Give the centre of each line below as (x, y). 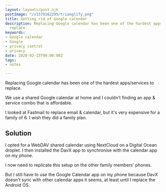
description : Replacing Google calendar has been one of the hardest (78, 23)
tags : (11, 60)
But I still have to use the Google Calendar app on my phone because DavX (82, 174)
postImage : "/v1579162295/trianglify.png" (49, 14)
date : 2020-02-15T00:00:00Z (34, 55)
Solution (18, 133)
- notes (13, 64)
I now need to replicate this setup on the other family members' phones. (79, 165)
